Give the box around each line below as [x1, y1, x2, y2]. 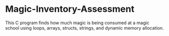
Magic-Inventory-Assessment [5, 3, 135, 15]
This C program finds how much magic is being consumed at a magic [5, 20, 150, 26]
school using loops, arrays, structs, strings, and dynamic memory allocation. [5, 25, 164, 31]
